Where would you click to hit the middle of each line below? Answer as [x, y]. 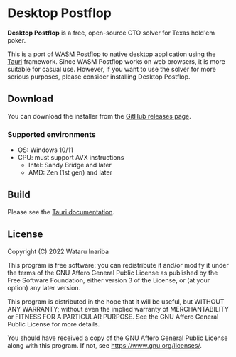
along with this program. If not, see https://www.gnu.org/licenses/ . [105, 345]
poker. [17, 40]
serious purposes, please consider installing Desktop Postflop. [99, 77]
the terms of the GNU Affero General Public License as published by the [113, 273]
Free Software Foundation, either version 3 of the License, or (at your [109, 280]
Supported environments [52, 134]
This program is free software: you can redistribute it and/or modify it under [118, 265]
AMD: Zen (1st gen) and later [70, 172]
